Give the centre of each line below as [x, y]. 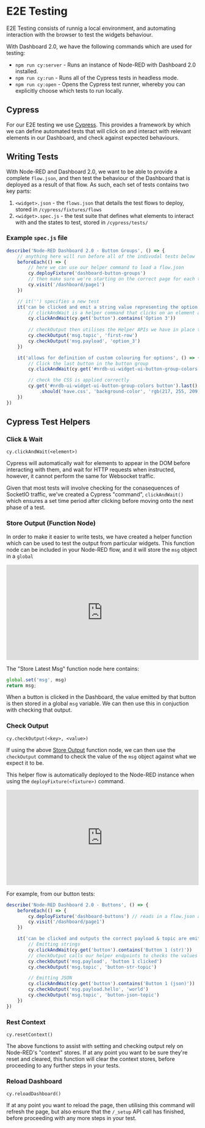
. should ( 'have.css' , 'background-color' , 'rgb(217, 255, [113, 392]
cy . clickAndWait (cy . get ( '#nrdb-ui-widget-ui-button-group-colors [113, 369]
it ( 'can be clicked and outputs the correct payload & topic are [102, 939]
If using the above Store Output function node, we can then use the [91, 750]
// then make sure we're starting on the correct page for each [112, 279]
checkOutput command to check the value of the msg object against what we [101, 756]
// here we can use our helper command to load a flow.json [106, 268]
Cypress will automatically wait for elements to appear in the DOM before [98, 463]
